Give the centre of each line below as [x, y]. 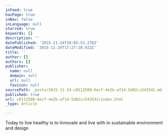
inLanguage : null [24, 24]
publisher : [17, 66]
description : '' [22, 38]
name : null [21, 71]
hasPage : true [20, 15]
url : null [20, 80]
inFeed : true [19, 10]
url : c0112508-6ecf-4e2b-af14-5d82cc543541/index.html [64, 99]
